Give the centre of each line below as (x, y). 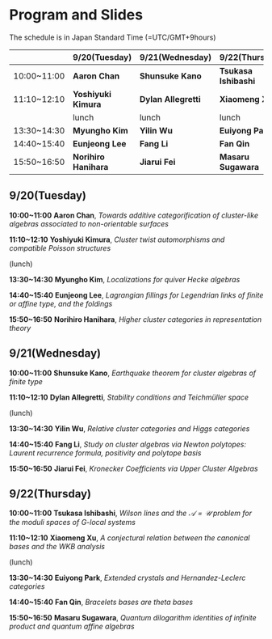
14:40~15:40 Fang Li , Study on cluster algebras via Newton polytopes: (128, 444)
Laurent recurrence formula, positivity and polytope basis (105, 453)
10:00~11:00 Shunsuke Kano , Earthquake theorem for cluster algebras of (133, 373)
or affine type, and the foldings (61, 303)
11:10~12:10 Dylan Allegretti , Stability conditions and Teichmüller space (129, 397)
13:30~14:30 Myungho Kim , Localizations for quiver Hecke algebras (125, 279)
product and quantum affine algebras (72, 626)
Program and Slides (76, 15)
